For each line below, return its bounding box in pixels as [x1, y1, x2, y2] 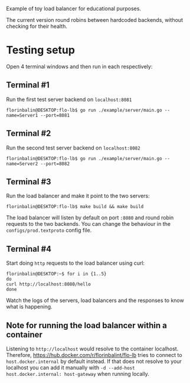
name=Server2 [6, 161, 38, 167]
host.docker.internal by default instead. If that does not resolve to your [6, 358, 182, 365]
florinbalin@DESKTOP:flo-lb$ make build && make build [6, 204, 144, 210]
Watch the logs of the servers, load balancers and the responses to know [6, 297, 184, 304]
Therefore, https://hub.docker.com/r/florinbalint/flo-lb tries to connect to [6, 352, 182, 358]
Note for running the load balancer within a [6, 320, 167, 330]
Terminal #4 [6, 244, 52, 254]
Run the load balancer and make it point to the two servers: [6, 192, 150, 200]
